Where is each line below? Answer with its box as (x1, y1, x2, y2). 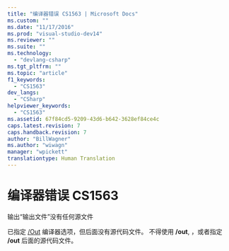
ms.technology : (7, 50, 52, 57)
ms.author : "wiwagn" (7, 142, 69, 149)
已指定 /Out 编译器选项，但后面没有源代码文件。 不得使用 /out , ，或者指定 (7, 227, 223, 235)
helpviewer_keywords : (7, 103, 71, 110)
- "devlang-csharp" (13, 57, 71, 64)
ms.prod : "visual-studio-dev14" (7, 30, 102, 37)
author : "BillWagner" (7, 135, 71, 142)
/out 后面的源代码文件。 (7, 236, 78, 245)
